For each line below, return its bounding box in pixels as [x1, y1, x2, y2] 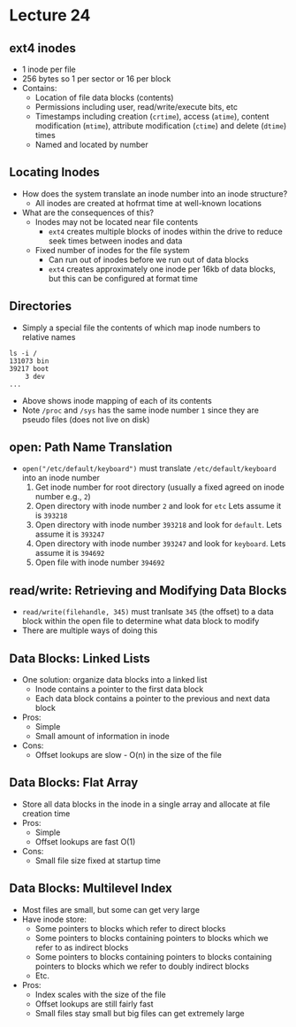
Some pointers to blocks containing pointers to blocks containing [34, 951, 272, 961]
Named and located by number [34, 139, 148, 150]
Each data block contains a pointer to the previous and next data [34, 693, 270, 704]
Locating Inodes [9, 165, 100, 180]
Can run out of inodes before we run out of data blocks [48, 254, 249, 265]
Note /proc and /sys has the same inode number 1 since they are [21, 405, 259, 415]
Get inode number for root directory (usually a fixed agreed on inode [34, 482, 285, 492]
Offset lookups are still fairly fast [34, 998, 154, 1009]
